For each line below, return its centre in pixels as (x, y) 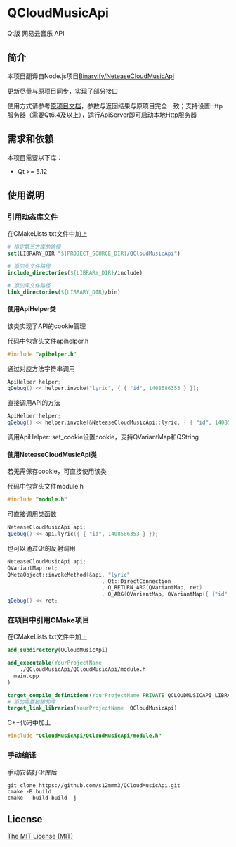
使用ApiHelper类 (32, 309)
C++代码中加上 (29, 722)
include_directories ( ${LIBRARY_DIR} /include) (75, 272)
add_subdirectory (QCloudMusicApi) (58, 650)
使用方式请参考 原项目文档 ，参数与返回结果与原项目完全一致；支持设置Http (115, 106)
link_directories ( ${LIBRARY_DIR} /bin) (64, 292)
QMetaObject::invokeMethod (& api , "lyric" (69, 575)
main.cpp (26, 676)
